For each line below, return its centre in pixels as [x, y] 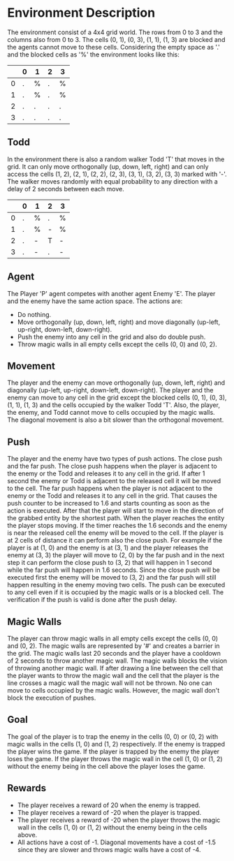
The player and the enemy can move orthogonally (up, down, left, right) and [116, 383]
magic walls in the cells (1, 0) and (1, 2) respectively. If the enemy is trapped [116, 744]
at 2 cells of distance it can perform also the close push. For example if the [115, 540]
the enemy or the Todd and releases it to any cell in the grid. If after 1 [106, 473]
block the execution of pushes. [52, 698]
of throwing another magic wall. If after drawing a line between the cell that [115, 668]
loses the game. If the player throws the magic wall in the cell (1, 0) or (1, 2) [115, 758]
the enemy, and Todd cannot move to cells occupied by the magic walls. [111, 413]
